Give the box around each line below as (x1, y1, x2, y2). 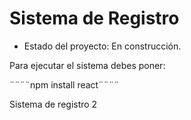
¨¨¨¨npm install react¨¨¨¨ (9, 78, 120, 91)
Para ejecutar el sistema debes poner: (9, 59, 166, 71)
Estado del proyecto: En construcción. (23, 40, 182, 52)
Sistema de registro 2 (9, 98, 98, 110)
